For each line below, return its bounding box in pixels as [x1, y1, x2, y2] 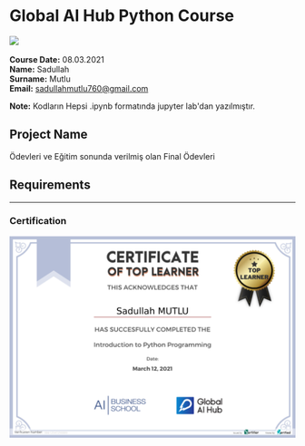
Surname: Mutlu [9, 73, 71, 84]
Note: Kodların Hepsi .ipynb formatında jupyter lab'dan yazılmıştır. [9, 101, 256, 111]
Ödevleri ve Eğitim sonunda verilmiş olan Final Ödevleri [9, 150, 215, 161]
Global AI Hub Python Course [9, 5, 234, 26]
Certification [9, 215, 67, 228]
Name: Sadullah [9, 63, 70, 74]
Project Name [9, 127, 88, 142]
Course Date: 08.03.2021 [9, 53, 104, 64]
